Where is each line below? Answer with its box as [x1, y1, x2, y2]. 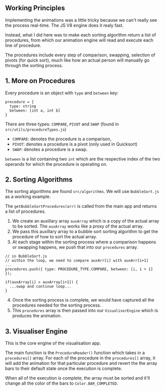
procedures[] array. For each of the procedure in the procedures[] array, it [5, 355, 156, 361]
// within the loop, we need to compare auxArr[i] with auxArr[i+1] [5, 258, 149, 263]
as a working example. [5, 194, 51, 199]
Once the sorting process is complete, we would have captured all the [12, 297, 155, 303]
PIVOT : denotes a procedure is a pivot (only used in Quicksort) [12, 141, 138, 147]
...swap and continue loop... [9, 284, 71, 289]
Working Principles [5, 4, 65, 12]
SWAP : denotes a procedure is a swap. [12, 146, 88, 152]
